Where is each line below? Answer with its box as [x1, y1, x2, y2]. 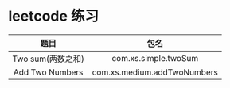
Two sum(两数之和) [12, 53, 85, 64]
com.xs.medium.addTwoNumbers [92, 67, 219, 78]
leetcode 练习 [8, 7, 99, 25]
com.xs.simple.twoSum [111, 52, 199, 63]
